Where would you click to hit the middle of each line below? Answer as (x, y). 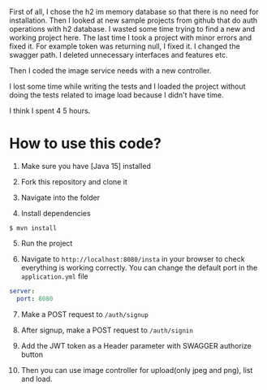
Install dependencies (56, 213)
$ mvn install (33, 228)
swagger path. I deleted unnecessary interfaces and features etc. (118, 55)
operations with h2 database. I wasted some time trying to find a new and (132, 29)
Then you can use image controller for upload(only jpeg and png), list (137, 370)
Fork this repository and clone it (74, 181)
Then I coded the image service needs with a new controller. (110, 71)
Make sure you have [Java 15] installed (86, 166)
